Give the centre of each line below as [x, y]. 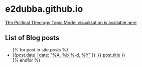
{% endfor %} [26, 60]
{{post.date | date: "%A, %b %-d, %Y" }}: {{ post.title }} [69, 55]
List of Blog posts [32, 38]
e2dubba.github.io [44, 9]
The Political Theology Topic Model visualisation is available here [71, 22]
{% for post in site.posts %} [40, 49]
